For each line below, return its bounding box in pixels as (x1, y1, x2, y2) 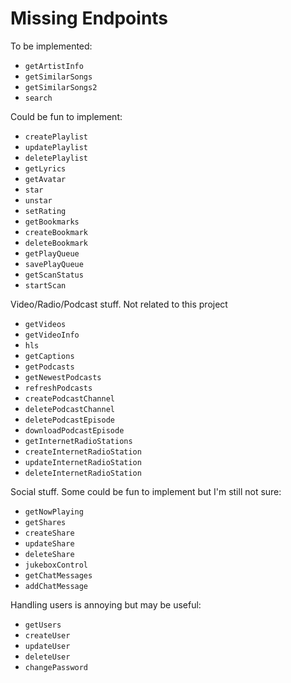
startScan (24, 280, 67, 291)
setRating (24, 206, 67, 216)
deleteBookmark (24, 238, 89, 248)
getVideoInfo (24, 330, 80, 340)
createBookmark (24, 227, 89, 237)
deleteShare (24, 549, 75, 559)
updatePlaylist (24, 142, 89, 152)
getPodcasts (24, 362, 75, 372)
